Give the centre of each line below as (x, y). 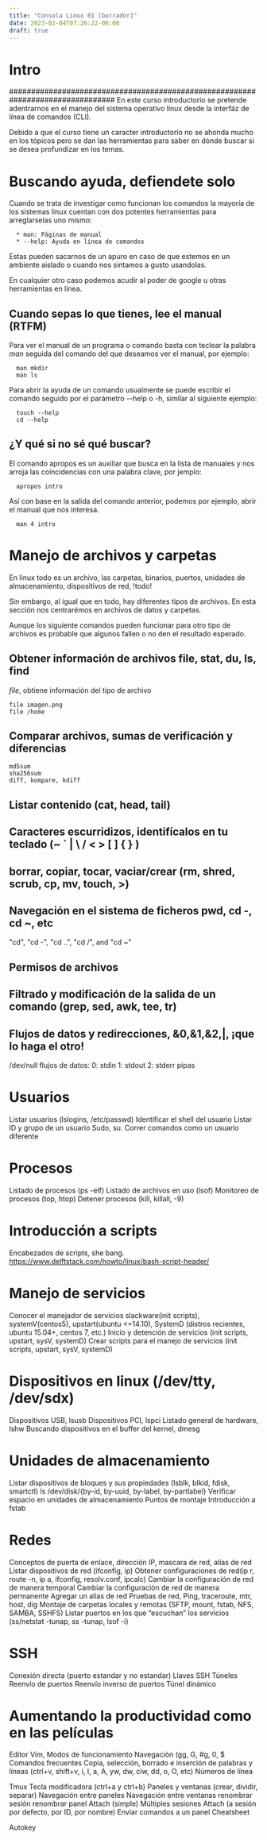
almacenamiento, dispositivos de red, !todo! (81, 586)
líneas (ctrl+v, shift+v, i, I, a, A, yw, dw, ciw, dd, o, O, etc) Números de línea (131, 1772)
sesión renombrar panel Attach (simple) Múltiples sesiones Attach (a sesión (133, 1803)
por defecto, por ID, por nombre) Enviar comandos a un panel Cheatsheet (129, 1812)
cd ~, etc (31, 923)
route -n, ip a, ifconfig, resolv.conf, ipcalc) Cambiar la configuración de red (131, 1579)
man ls (27, 375)
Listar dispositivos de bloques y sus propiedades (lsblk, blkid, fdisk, (120, 1482)
